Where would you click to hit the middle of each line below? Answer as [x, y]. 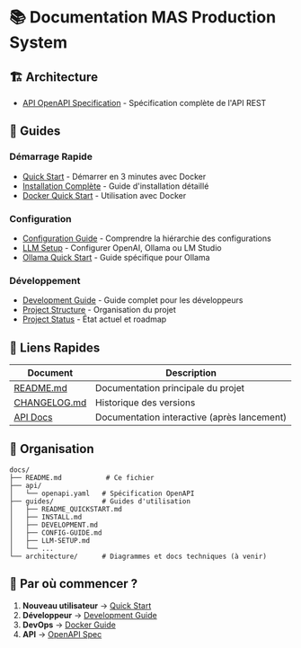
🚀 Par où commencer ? [74, 584]
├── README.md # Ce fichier [82, 477]
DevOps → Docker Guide [69, 625]
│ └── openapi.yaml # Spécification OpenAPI [102, 493]
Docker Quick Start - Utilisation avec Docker [104, 195]
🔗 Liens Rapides [55, 347]
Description [191, 373]
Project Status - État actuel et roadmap [94, 319]
